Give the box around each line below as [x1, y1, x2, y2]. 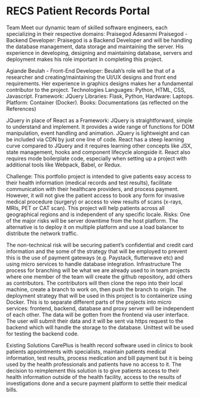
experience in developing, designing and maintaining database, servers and [6, 49, 193, 56]
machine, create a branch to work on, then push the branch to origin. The [6, 285, 187, 293]
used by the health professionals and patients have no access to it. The [6, 360, 182, 368]
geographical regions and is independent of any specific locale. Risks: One [6, 211, 190, 218]
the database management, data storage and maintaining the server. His [6, 43, 184, 50]
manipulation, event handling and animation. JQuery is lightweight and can [6, 129, 190, 137]
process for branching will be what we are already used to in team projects [6, 267, 190, 274]
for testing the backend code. [6, 330, 79, 337]
